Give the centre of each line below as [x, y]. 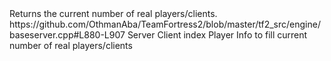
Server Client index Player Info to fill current [217, 35]
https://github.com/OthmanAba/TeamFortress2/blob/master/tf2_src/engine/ [165, 24]
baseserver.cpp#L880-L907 [67, 35]
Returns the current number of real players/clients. [113, 13]
